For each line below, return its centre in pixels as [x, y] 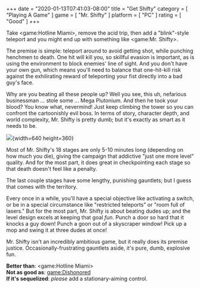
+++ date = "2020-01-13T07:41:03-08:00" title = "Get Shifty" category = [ [97, 9]
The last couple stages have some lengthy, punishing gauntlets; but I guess [99, 180]
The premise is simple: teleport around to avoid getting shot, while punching [100, 51]
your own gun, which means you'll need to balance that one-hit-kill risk [93, 70]
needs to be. [22, 126]
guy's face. [20, 82]
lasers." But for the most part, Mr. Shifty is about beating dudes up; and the [99, 211]
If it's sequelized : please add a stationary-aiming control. [77, 278]
